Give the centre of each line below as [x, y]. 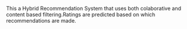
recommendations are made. [41, 21]
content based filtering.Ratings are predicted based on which [81, 14]
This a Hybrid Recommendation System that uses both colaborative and [94, 8]
